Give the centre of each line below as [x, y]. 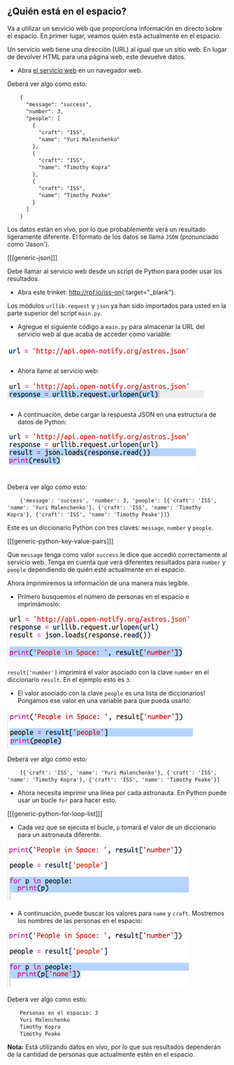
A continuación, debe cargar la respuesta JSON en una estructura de [117, 414]
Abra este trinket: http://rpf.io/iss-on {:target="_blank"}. [96, 292]
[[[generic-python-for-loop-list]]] [55, 813]
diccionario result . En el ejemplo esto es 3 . [69, 679]
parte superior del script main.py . [55, 313]
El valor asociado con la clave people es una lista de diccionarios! [111, 693]
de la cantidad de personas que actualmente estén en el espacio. [101, 1054]
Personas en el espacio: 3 [59, 1013]
